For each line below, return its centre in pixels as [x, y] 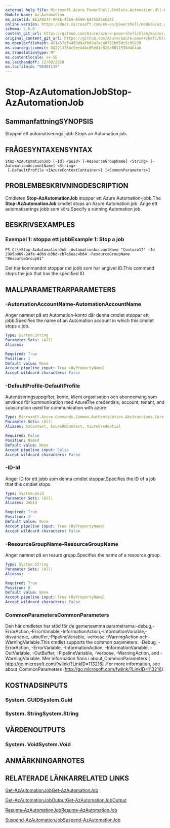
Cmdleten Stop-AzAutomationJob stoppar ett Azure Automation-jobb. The [83, 198]
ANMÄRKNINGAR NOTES [45, 761]
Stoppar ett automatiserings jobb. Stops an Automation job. [66, 134]
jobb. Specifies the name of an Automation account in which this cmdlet [80, 320]
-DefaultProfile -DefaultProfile [42, 386]
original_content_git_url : [34, 39]
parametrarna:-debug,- [130, 626]
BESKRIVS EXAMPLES [40, 225]
